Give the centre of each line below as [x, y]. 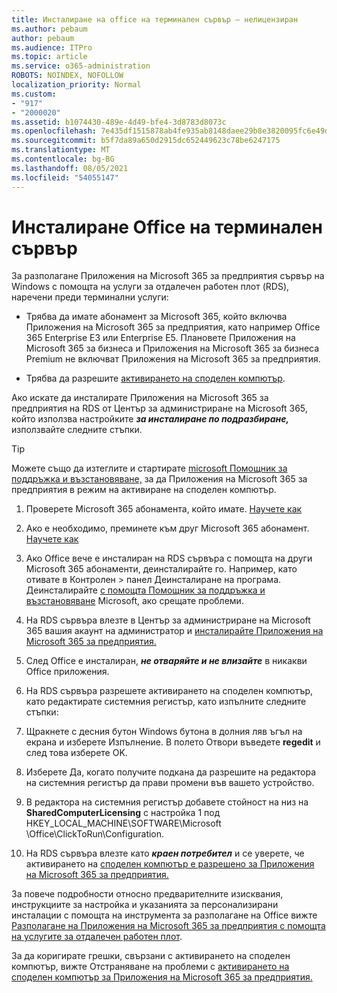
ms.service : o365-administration [81, 66]
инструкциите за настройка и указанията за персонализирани [145, 905]
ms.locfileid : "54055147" [65, 177]
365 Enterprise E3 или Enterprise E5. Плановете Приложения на [160, 338]
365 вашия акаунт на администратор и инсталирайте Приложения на [174, 631]
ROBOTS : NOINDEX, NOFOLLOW [67, 76]
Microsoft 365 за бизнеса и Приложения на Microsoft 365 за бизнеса [172, 348]
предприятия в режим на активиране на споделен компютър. [144, 490]
